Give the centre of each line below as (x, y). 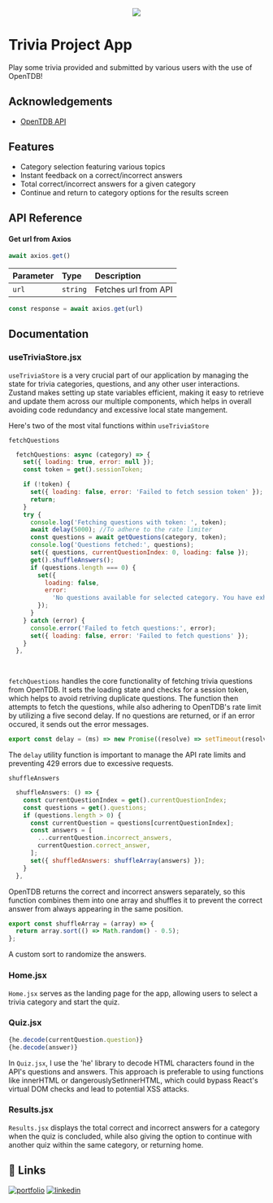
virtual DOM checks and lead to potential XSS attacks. (99, 1089)
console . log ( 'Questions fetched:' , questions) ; (112, 545)
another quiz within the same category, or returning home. (106, 1144)
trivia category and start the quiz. (64, 1002)
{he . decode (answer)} (43, 1047)
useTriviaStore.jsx (45, 357)
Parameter (33, 276)
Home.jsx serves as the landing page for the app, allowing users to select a (133, 993)
